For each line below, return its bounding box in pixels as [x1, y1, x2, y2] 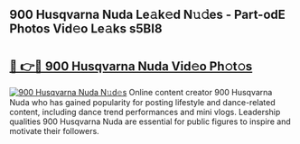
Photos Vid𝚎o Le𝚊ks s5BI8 [9, 22, 163, 37]
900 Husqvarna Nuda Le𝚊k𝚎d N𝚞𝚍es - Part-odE [9, 7, 286, 22]
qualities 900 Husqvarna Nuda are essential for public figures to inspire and [9, 116, 291, 127]
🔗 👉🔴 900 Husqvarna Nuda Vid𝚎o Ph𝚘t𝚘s [9, 58, 253, 74]
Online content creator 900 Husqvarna [128, 87, 273, 97]
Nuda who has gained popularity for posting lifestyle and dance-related [9, 97, 276, 107]
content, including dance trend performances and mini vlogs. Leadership [9, 107, 281, 117]
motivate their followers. [9, 126, 99, 136]
